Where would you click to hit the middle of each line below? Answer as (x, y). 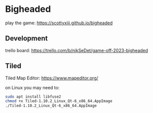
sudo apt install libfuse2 (33, 97)
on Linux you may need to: (32, 87)
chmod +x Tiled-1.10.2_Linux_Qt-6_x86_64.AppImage (59, 101)
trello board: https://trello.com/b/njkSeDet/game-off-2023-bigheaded (77, 50)
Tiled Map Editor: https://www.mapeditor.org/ (52, 78)
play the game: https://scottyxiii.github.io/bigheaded (59, 23)
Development (27, 38)
